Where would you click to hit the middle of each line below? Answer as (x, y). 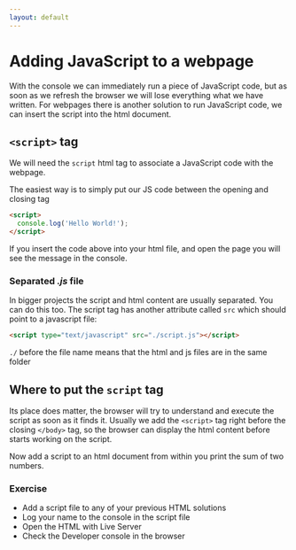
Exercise (28, 488)
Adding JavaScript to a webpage (132, 61)
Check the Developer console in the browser (104, 536)
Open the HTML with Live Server (82, 527)
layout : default (39, 17)
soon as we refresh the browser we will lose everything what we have (136, 95)
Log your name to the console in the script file (106, 517)
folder (20, 362)
